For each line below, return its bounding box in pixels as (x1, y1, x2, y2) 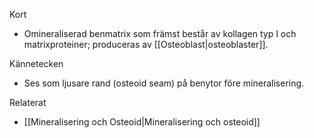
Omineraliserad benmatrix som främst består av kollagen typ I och (23, 28, 297, 39)
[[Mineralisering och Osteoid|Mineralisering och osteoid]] (23, 116, 261, 128)
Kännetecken (9, 58, 64, 69)
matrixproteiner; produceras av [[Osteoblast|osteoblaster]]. (23, 39, 269, 50)
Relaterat (9, 97, 47, 108)
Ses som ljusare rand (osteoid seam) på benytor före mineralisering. (23, 77, 305, 89)
